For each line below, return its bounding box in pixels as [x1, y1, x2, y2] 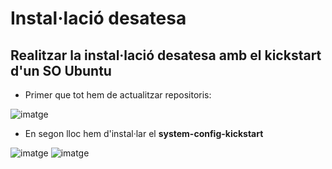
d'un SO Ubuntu [10, 62, 112, 79]
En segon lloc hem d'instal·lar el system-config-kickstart [24, 128, 264, 139]
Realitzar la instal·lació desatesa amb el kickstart [10, 47, 322, 64]
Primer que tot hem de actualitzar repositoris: [24, 89, 212, 101]
